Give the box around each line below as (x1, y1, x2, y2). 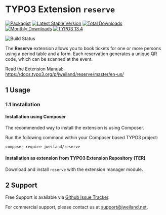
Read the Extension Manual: (5, 66, 64, 72)
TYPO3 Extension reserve (5, 4, 115, 15)
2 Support (5, 181, 38, 190)
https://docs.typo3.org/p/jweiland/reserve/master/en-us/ (5, 71, 124, 77)
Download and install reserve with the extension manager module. (5, 166, 143, 173)
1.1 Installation (5, 101, 40, 108)
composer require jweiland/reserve (5, 144, 80, 150)
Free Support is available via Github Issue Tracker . (5, 194, 110, 200)
